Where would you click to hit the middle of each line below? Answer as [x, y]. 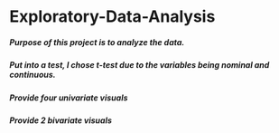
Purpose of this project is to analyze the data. [97, 42]
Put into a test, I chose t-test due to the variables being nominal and [139, 65]
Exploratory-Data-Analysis [112, 17]
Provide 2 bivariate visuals [61, 120]
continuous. [33, 75]
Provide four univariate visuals [69, 98]
